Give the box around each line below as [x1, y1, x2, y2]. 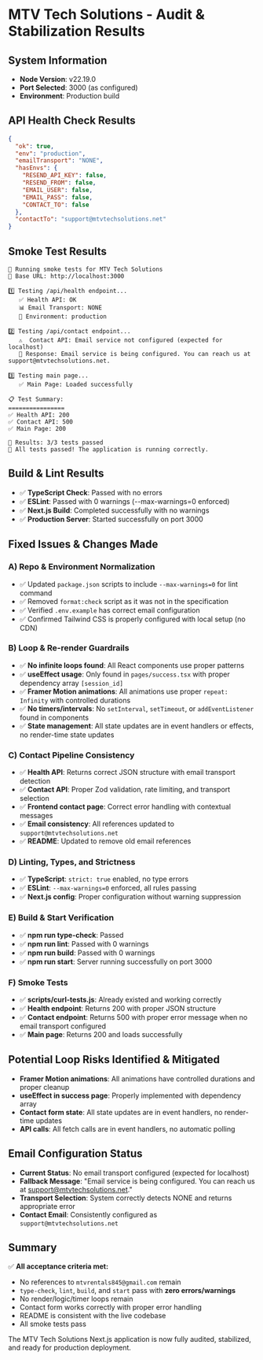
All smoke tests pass [19, 1319, 86, 1329]
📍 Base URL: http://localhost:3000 [8, 272, 125, 280]
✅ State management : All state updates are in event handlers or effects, [19, 721, 254, 730]
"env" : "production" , [15, 150, 86, 157]
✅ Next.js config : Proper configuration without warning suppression [19, 892, 242, 902]
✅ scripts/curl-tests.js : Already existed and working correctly [19, 995, 222, 1004]
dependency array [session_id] [19, 678, 124, 687]
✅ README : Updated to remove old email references [19, 836, 192, 846]
